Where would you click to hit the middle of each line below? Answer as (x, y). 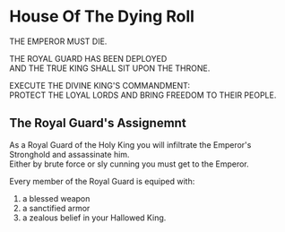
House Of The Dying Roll (102, 17)
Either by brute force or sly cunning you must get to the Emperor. (129, 164)
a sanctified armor (56, 208)
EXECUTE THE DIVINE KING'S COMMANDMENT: (100, 85)
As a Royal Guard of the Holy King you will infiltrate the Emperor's (130, 144)
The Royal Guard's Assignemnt (98, 123)
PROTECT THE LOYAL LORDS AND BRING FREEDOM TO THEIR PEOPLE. (143, 95)
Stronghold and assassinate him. (69, 154)
